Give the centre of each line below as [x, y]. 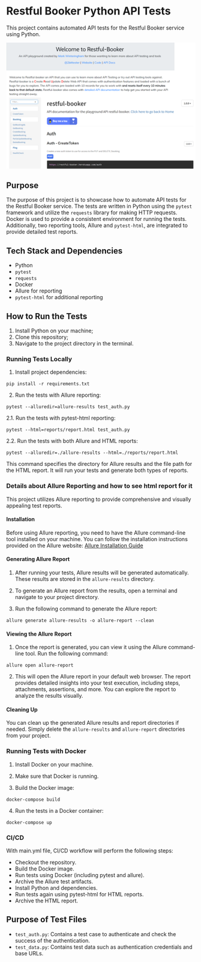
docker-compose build [33, 799]
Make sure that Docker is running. [57, 776]
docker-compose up [29, 822]
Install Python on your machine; [54, 331]
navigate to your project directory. [57, 597]
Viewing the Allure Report [39, 634]
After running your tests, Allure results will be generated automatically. [102, 573]
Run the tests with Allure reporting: [58, 395]
